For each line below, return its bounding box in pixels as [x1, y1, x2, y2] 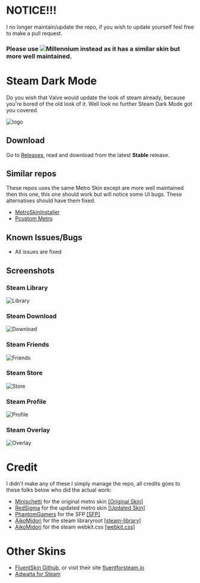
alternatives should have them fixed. [6, 197, 96, 204]
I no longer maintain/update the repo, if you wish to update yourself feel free [6, 23, 194, 30]
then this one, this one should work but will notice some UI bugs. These [6, 191, 182, 198]
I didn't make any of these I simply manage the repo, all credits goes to [6, 480, 181, 487]
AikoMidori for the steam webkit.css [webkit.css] [14, 523, 136, 530]
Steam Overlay [6, 426, 51, 434]
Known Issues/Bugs [6, 232, 82, 243]
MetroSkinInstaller [14, 208, 60, 216]
